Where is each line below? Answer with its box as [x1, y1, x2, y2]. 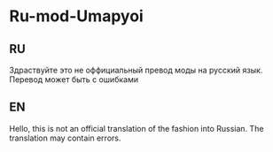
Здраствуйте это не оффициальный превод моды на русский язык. [9, 65, 263, 75]
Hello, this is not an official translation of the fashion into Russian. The [9, 123, 264, 133]
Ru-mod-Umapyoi [9, 6, 144, 27]
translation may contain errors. [9, 133, 121, 143]
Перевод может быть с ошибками [9, 74, 139, 85]
